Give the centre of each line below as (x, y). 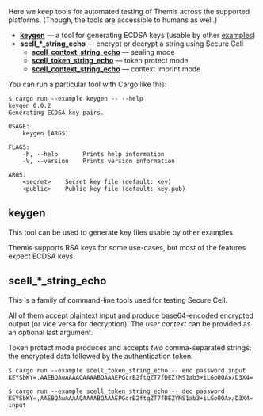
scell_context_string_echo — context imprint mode (116, 69)
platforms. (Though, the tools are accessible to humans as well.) (113, 20)
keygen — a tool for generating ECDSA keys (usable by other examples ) (137, 35)
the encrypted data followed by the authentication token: (101, 356)
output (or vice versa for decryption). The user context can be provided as (130, 323)
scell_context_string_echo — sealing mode (103, 52)
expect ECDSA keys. (42, 256)
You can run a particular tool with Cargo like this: (88, 84)
